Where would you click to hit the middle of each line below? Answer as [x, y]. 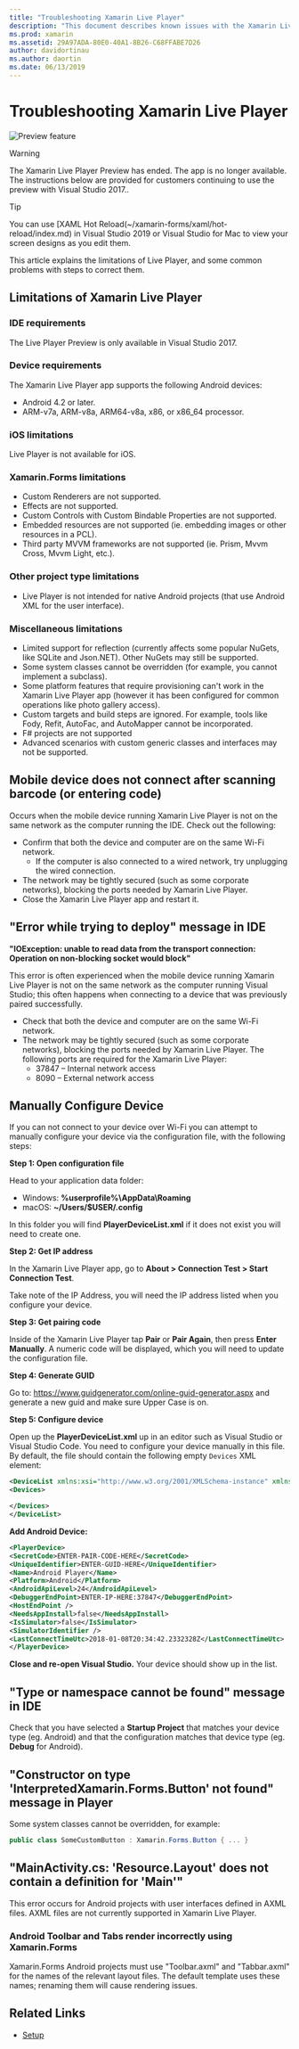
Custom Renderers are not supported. [92, 496]
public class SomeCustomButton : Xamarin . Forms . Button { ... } [129, 1840]
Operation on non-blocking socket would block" [100, 958]
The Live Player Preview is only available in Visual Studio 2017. [123, 342]
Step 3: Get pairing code [55, 1322]
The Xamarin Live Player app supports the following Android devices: [136, 385]
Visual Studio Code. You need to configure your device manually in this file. [147, 1447]
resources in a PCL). [60, 535]
